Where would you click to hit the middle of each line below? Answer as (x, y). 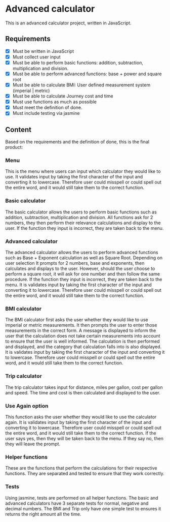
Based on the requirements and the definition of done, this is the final (77, 142)
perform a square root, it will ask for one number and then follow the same (83, 274)
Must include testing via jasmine (46, 113)
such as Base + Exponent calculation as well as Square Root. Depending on (84, 258)
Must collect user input (36, 57)
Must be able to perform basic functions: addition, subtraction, (78, 63)
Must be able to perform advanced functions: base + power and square (87, 74)
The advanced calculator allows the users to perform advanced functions (82, 253)
